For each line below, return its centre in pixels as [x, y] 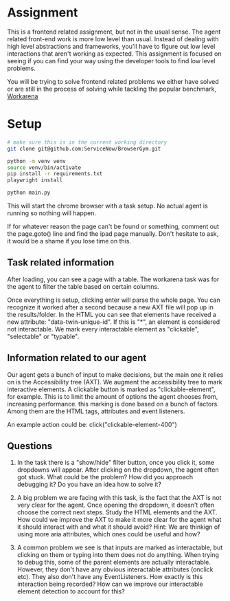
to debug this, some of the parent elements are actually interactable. [114, 562]
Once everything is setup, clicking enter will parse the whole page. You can [114, 300]
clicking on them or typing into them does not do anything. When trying [118, 555]
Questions [30, 446]
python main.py [29, 193]
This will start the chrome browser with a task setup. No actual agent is [107, 206]
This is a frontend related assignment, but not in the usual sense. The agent [114, 32]
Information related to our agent [77, 358]
